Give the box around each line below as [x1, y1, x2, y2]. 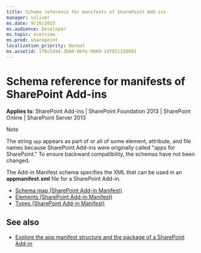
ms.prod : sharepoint [6, 37, 59, 43]
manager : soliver [6, 15, 50, 21]
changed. [6, 157, 30, 164]
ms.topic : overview [6, 32, 56, 38]
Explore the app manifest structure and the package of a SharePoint [15, 233, 185, 240]
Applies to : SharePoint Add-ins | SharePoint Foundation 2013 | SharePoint [6, 107, 191, 115]
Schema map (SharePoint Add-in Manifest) [15, 186, 122, 194]
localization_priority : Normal [6, 43, 85, 49]
